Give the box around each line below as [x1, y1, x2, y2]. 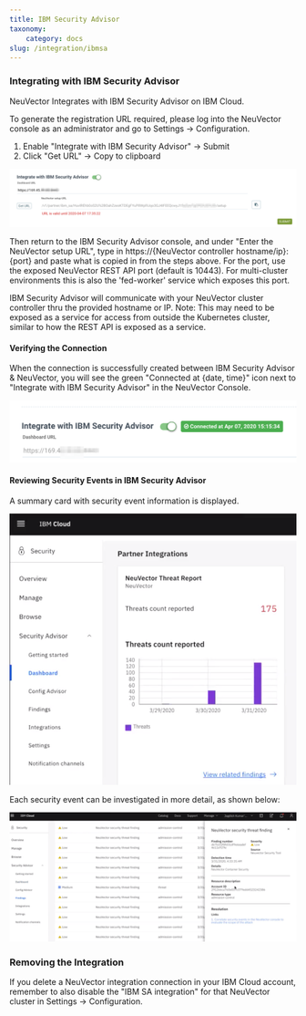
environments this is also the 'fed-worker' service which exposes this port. [9, 275, 290, 285]
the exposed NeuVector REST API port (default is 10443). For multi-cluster [9, 264, 289, 275]
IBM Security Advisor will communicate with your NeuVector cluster [9, 292, 264, 303]
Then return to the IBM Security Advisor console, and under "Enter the [9, 235, 274, 246]
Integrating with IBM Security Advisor [9, 75, 180, 88]
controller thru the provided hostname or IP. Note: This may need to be [9, 302, 275, 313]
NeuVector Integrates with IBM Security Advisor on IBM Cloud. [9, 96, 245, 107]
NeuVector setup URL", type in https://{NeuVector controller [9, 245, 234, 256]
